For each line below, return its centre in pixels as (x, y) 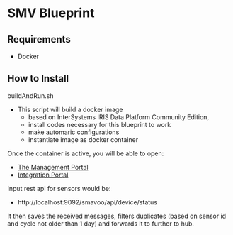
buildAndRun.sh (30, 95)
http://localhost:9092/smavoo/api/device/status (87, 202)
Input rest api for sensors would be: (59, 188)
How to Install (38, 78)
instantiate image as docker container (83, 139)
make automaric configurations (74, 132)
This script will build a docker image (70, 109)
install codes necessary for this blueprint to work (100, 124)
